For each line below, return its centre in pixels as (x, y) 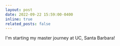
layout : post (19, 10)
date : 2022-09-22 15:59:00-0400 (39, 14)
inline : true (19, 19)
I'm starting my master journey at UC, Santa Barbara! (60, 38)
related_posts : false (28, 24)
